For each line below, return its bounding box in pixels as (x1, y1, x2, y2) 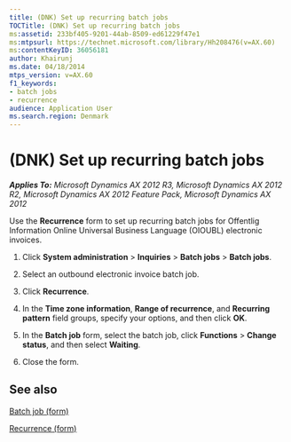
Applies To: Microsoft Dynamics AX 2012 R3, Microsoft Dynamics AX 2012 (9, 179, 283, 191)
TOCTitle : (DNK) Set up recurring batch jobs (9, 21, 180, 30)
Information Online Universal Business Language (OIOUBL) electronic (9, 225, 263, 236)
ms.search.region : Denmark (9, 112, 109, 121)
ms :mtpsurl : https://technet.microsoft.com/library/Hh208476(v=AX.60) (9, 37, 276, 47)
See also (9, 383, 58, 398)
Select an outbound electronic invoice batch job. (21, 269, 200, 280)
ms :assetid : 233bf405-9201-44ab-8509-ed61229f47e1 (9, 29, 201, 38)
